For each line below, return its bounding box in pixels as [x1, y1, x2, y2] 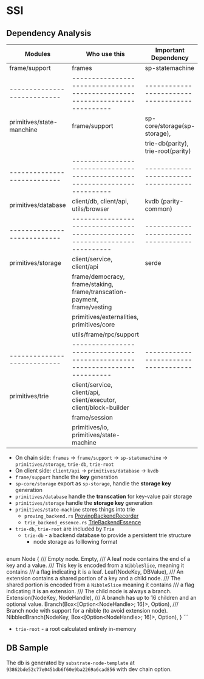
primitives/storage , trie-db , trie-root [15, 460, 114, 468]
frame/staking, [72, 280, 114, 288]
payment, [72, 295, 99, 303]
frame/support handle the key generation [15, 473, 118, 480]
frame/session [72, 413, 114, 421]
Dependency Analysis [6, 28, 92, 38]
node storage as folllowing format [33, 538, 118, 545]
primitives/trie [9, 392, 49, 400]
